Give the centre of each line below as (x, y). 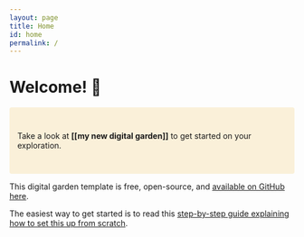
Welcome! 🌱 (56, 87)
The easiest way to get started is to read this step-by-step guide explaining (149, 214)
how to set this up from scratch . (69, 223)
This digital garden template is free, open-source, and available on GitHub (147, 187)
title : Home (32, 26)
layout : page (34, 18)
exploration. (39, 146)
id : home (26, 34)
